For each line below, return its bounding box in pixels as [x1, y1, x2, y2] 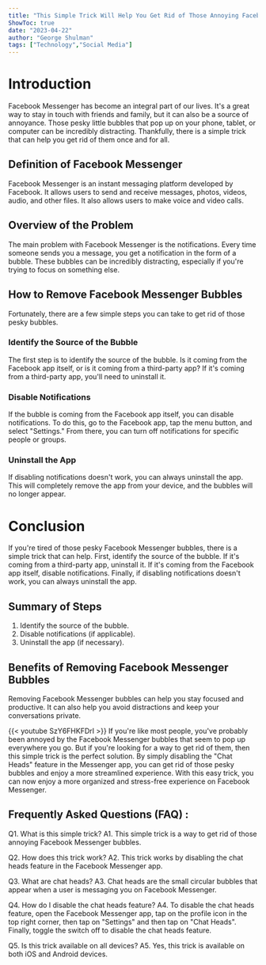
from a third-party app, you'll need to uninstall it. [8, 371, 166, 381]
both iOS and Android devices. [8, 949, 108, 959]
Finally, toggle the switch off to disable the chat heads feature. [8, 925, 212, 935]
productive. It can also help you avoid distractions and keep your [8, 702, 219, 712]
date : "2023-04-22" [8, 26, 73, 34]
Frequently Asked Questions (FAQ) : [8, 808, 189, 822]
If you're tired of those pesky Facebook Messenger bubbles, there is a [8, 543, 237, 553]
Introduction [8, 75, 92, 93]
